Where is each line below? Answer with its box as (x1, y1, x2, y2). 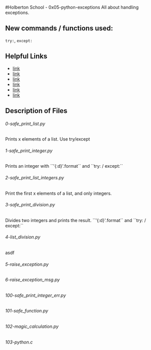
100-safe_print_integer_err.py (5, 292, 66, 298)
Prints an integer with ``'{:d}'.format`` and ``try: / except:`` (5, 163, 123, 169)
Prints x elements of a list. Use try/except (5, 136, 90, 142)
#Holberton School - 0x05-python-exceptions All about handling (5, 5, 139, 10)
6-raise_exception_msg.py (5, 277, 60, 283)
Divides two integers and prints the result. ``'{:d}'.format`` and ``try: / (5, 217, 146, 223)
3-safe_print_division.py (5, 202, 55, 208)
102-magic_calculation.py (5, 323, 59, 329)
